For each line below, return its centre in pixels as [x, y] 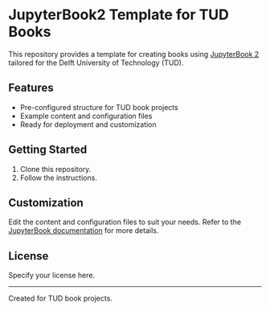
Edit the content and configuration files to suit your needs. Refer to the [125, 222]
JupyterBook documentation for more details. [84, 231]
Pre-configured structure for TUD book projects [99, 107]
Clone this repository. [55, 169]
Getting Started [48, 150]
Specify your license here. [51, 276]
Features [31, 88]
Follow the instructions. [59, 178]
